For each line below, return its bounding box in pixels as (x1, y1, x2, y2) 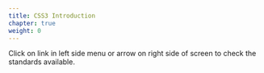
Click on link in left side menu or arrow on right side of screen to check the (8, 49, 257, 59)
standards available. (8, 57, 75, 67)
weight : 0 (8, 26, 42, 34)
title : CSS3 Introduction (8, 11, 95, 20)
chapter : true (8, 19, 57, 27)
